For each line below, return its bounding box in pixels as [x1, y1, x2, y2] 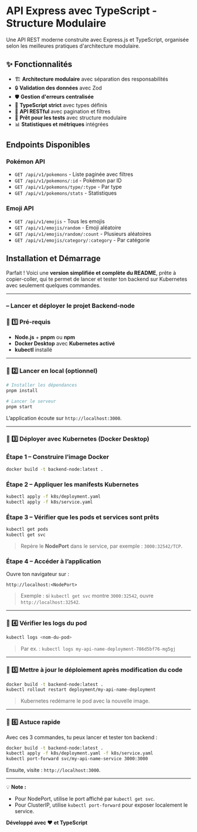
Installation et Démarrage [6, 254, 101, 264]
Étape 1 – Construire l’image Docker [6, 453, 110, 461]
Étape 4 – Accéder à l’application [6, 557, 101, 565]
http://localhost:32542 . [20, 598, 80, 605]
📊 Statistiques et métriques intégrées [14, 121, 108, 128]
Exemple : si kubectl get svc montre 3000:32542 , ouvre [20, 593, 154, 600]
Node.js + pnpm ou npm [14, 334, 75, 341]
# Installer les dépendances [6, 382, 77, 388]
